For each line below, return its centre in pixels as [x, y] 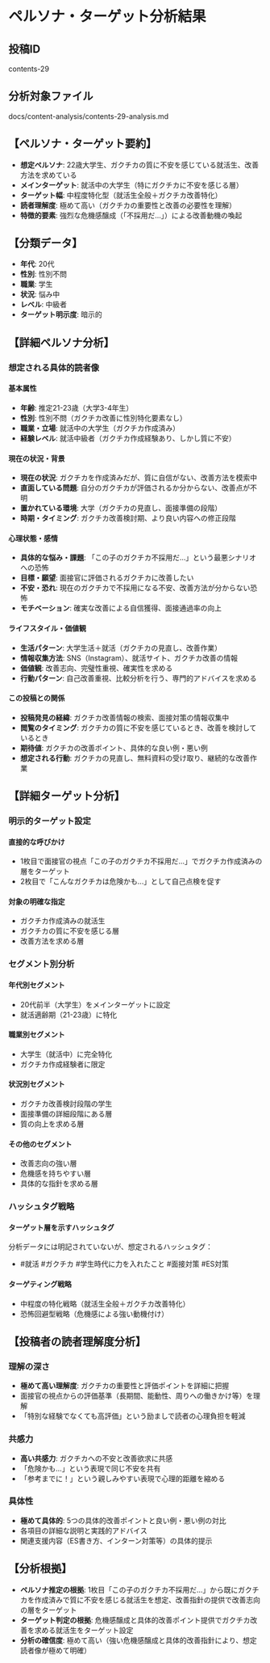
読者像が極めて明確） [55, 1650]
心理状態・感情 [33, 538]
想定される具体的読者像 [54, 367]
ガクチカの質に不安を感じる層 [69, 931]
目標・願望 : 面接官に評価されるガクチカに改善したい [107, 578]
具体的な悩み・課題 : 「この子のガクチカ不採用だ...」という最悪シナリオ [138, 558]
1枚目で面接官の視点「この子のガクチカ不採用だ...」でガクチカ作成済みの [141, 861]
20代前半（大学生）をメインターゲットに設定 [95, 1004]
